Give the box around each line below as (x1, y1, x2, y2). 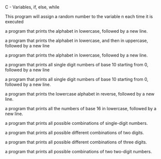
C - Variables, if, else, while (5, 4, 60, 10)
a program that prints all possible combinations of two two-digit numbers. (5, 149, 152, 154)
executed (5, 19, 24, 24)
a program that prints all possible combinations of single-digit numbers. (5, 120, 148, 126)
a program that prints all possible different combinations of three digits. (5, 139, 147, 145)
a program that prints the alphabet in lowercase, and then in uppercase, (5, 38, 148, 43)
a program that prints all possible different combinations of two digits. (5, 130, 145, 136)
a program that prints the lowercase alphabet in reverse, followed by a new (5, 91, 155, 97)
